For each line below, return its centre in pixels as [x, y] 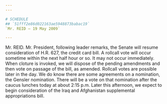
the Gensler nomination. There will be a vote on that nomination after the [81, 80]
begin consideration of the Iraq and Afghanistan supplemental [70, 91]
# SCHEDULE [17, 19]
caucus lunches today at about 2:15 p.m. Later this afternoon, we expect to [83, 85]
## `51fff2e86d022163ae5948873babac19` [48, 24]
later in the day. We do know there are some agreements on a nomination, [83, 75]
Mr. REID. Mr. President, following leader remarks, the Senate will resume [82, 47]
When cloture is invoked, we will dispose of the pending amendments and [83, 63]
